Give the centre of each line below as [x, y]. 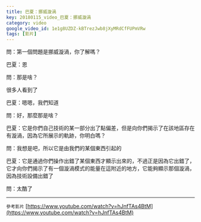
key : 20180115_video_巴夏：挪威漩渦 [49, 17]
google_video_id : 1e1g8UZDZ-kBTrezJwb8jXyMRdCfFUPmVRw [76, 28]
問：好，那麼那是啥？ [32, 115]
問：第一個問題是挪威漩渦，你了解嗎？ [53, 52]
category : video [26, 23]
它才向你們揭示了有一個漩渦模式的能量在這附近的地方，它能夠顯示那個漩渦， [100, 169]
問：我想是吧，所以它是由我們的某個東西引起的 [64, 148]
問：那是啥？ [22, 77]
